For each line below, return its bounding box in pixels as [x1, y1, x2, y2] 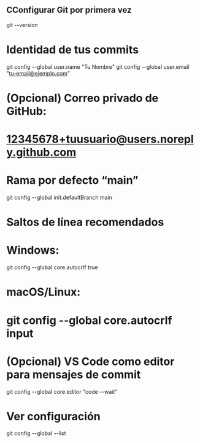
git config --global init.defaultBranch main [6, 194, 112, 202]
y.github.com [6, 146, 77, 159]
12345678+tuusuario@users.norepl [6, 132, 194, 146]
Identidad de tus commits [6, 43, 139, 57]
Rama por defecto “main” [6, 173, 139, 187]
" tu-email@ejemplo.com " [6, 69, 71, 77]
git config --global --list [6, 429, 66, 437]
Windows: [6, 243, 60, 257]
